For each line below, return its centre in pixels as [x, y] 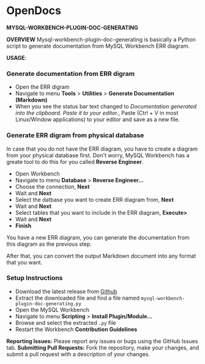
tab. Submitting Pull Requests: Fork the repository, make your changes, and [103, 347]
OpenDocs [34, 11]
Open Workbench [37, 173]
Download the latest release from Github [66, 291]
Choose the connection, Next [52, 187]
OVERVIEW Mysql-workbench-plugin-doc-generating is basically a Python [101, 39]
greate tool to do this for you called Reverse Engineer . [75, 162]
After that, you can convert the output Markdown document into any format [101, 256]
